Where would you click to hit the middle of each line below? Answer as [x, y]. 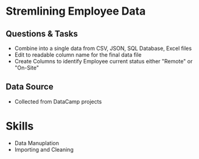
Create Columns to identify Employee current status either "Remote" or [103, 61]
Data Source [30, 87]
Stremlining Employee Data [76, 11]
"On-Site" [27, 68]
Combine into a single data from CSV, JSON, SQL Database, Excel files [103, 48]
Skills [20, 126]
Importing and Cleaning [44, 149]
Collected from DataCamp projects [58, 101]
